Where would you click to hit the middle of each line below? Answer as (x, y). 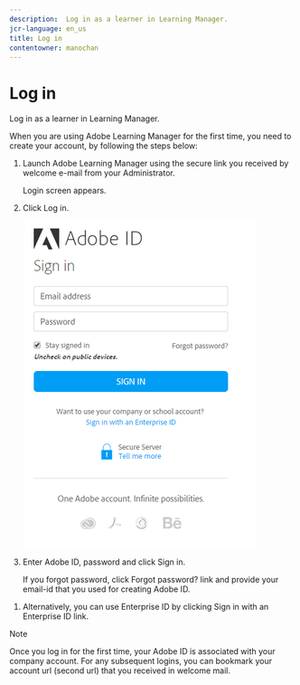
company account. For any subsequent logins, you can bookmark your (141, 661)
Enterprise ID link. (56, 616)
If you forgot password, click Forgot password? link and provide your (150, 580)
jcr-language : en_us (48, 29)
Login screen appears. (64, 191)
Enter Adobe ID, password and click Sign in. (104, 562)
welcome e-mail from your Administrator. (98, 173)
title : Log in (36, 38)
